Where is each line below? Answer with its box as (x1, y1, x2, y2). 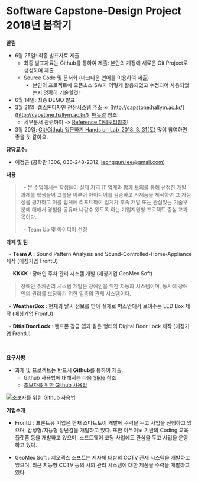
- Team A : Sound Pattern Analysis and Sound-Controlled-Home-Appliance (8, 250, 192, 257)
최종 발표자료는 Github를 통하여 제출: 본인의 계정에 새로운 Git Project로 (23, 59, 188, 66)
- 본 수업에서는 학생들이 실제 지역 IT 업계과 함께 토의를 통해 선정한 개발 (23, 184, 187, 191)
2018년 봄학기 (6, 19, 72, 32)
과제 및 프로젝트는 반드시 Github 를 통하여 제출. (14, 366, 124, 374)
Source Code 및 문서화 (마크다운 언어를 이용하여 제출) (23, 74, 150, 81)
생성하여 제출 (23, 66, 54, 73)
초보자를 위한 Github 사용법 (23, 381, 87, 389)
